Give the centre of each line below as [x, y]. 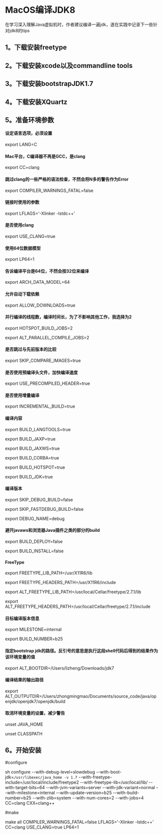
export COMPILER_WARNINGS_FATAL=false [49, 190]
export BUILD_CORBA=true [32, 458]
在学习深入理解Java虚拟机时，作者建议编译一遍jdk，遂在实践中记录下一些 [79, 24]
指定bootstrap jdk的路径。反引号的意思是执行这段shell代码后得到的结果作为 [81, 650]
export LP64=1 [20, 259]
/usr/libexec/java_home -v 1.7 [46, 777]
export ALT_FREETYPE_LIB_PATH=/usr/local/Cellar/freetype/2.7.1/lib [73, 592]
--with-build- [126, 793]
